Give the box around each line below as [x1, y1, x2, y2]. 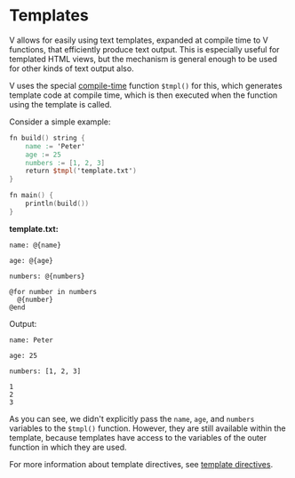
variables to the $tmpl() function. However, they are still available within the [9, 423, 286, 434]
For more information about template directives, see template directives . [9, 458, 274, 469]
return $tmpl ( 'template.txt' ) [25, 166, 138, 176]
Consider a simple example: [9, 116, 111, 127]
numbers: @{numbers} [9, 272, 86, 281]
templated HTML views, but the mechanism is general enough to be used [9, 53, 277, 64]
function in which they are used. [9, 442, 127, 452]
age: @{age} [9, 256, 53, 265]
